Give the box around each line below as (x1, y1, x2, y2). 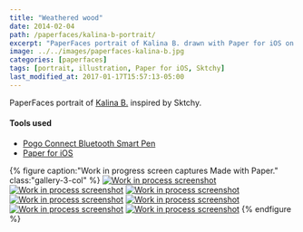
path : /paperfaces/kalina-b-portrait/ (9, 30, 156, 39)
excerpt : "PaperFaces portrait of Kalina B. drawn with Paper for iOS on (9, 38, 295, 48)
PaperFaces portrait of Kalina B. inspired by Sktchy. (9, 97, 202, 108)
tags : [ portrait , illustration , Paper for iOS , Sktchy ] (9, 64, 225, 73)
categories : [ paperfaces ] (9, 55, 107, 64)
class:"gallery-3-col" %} (9, 174, 101, 186)
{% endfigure (241, 203, 292, 214)
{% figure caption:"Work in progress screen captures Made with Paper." (9, 165, 279, 176)
